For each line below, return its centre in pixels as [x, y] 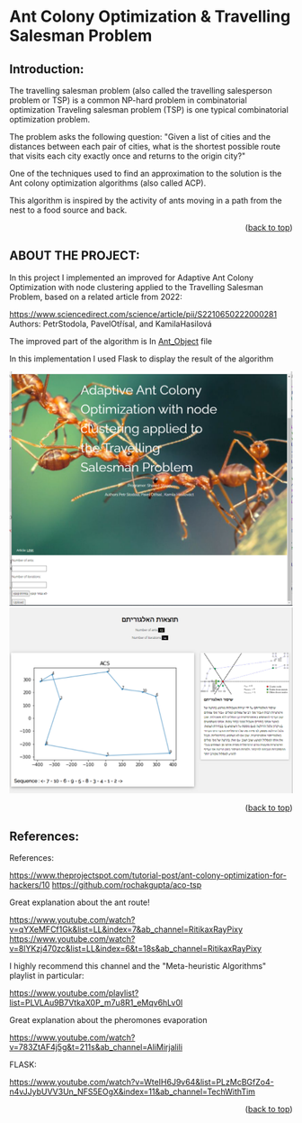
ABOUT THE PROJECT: [75, 256]
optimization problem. [50, 119]
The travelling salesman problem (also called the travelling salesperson [141, 91]
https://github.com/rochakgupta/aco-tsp [127, 885]
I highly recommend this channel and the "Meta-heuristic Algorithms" [138, 966]
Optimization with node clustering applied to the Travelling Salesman [136, 287]
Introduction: [47, 69]
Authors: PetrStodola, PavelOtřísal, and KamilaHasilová [111, 324]
